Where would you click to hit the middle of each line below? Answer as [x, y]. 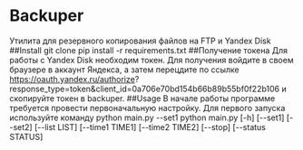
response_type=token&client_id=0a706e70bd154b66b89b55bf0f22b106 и [148, 89]
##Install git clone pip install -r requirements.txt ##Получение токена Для [149, 50]
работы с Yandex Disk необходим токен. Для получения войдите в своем [151, 60]
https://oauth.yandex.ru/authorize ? [74, 79]
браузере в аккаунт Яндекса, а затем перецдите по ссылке [125, 70]
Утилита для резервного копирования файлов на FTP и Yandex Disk [140, 41]
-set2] [21, 127]
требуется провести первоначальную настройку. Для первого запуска [147, 108]
